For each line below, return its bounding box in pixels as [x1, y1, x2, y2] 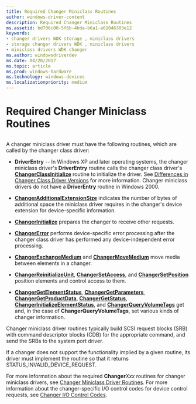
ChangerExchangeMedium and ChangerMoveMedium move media [14, 253, 180, 260]
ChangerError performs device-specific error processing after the [14, 229, 175, 236]
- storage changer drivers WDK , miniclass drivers [6, 42, 135, 47]
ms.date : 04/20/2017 [6, 57, 57, 63]
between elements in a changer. [14, 259, 92, 267]
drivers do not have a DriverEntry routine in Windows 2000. [14, 183, 160, 190]
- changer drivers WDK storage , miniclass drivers [6, 36, 135, 42]
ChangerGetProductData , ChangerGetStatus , [14, 294, 128, 302]
